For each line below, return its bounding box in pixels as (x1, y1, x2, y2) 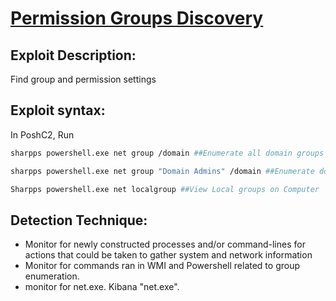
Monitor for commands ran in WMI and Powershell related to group (24, 260, 300, 272)
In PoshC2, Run (10, 128, 75, 141)
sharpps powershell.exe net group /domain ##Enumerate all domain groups (10, 148, 325, 158)
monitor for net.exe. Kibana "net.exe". (24, 281, 180, 293)
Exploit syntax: (10, 102, 106, 119)
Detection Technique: (10, 212, 148, 229)
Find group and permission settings (10, 73, 157, 85)
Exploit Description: (10, 47, 137, 64)
